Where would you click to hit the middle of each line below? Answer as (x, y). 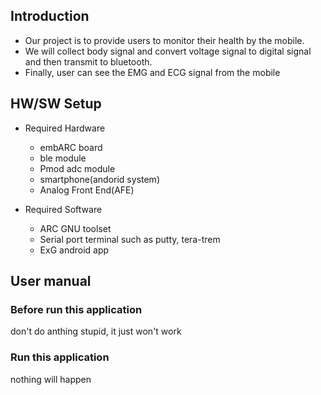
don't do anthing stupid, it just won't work (96, 331)
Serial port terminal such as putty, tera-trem (130, 239)
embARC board (71, 147)
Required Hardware (65, 128)
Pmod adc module (77, 168)
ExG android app (74, 250)
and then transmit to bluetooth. (88, 61)
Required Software (63, 209)
